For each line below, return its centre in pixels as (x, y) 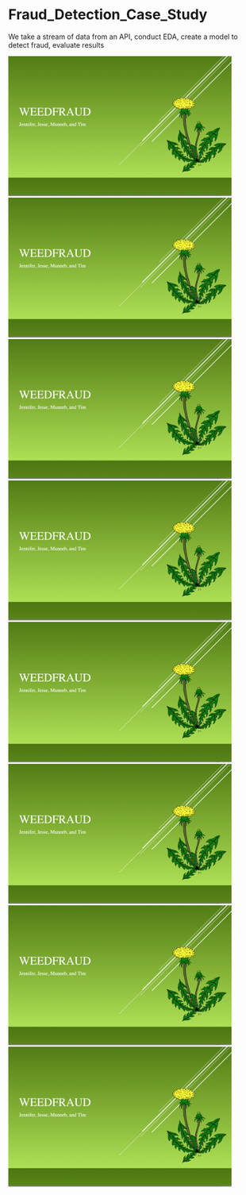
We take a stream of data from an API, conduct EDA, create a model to (123, 37)
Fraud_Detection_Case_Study (108, 15)
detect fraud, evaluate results (56, 44)
